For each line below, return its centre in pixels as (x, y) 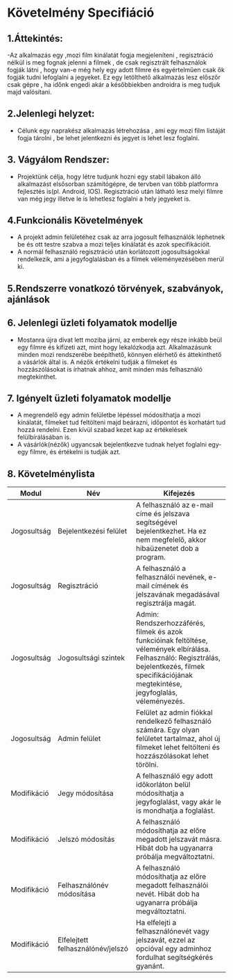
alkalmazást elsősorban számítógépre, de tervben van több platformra (118, 184)
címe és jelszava (163, 514)
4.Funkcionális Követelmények (75, 221)
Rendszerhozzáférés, (171, 623)
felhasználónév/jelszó (93, 949)
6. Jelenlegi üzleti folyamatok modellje (92, 323)
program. (151, 557)
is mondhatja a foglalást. (176, 811)
